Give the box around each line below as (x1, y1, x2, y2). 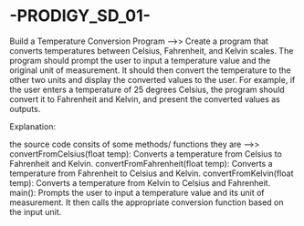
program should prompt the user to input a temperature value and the (9, 55, 271, 66)
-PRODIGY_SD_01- (9, 5, 151, 26)
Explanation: (9, 120, 57, 132)
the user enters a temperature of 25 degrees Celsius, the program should (9, 84, 285, 95)
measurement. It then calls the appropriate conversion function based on (9, 197, 284, 208)
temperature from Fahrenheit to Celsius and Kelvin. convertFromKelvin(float (9, 168, 294, 179)
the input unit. (9, 206, 62, 217)
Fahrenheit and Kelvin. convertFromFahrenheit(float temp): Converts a (9, 158, 273, 169)
